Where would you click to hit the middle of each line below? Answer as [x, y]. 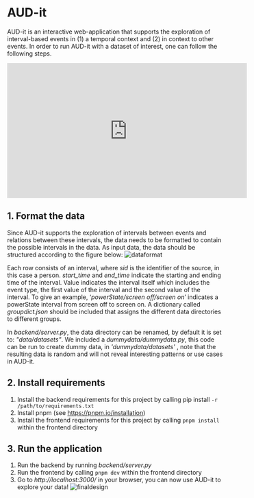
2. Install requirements [56, 383]
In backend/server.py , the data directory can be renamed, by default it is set [114, 332]
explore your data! [43, 487]
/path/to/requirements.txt [55, 406]
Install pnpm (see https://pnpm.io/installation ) [81, 412]
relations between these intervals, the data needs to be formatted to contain [114, 240]
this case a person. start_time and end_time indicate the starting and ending [114, 275]
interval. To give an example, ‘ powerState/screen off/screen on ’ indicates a [113, 297]
